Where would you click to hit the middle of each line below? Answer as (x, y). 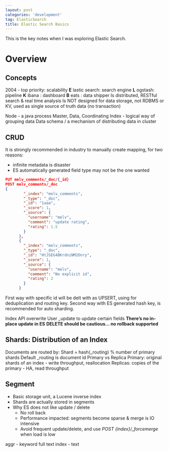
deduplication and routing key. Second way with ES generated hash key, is (83, 303)
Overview (26, 59)
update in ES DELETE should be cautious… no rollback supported (88, 324)
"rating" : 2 (40, 279)
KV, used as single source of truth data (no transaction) (63, 106)
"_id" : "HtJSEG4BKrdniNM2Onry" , (58, 255)
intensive (30, 423)
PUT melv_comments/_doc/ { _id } (37, 180)
